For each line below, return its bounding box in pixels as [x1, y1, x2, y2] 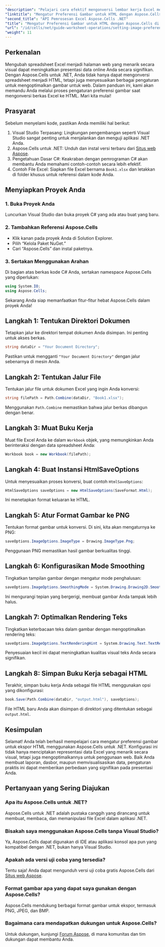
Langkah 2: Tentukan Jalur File [5, 373, 102, 381]
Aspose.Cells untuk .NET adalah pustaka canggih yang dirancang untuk [5, 810, 150, 816]
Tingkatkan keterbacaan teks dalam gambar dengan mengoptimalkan [5, 626, 146, 632]
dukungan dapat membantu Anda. [5, 936, 74, 942]
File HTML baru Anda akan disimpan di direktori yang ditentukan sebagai [5, 706, 153, 712]
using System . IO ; [5, 284, 41, 288]
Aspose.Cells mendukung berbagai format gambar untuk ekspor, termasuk [5, 902, 156, 908]
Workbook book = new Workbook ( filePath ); [5, 451, 91, 457]
